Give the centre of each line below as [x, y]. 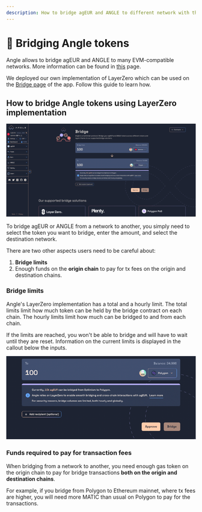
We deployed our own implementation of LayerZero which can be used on [98, 78]
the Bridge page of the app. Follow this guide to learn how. [79, 84]
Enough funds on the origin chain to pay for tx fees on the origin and [100, 269]
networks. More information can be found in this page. [74, 66]
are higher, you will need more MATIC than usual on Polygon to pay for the [98, 497]
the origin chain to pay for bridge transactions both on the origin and [92, 472]
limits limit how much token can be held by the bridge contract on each [94, 310]
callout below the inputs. [37, 347]
